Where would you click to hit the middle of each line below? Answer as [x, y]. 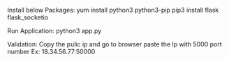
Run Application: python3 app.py [54, 31]
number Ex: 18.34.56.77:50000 [51, 52]
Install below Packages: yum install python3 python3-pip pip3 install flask [113, 10]
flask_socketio [28, 17]
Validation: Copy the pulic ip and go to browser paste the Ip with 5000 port [114, 44]
